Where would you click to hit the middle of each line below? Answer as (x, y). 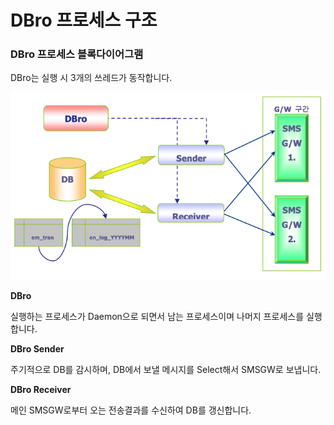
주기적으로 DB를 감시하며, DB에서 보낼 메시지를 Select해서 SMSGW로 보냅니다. (166, 370)
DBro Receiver (41, 390)
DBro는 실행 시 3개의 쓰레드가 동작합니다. (91, 78)
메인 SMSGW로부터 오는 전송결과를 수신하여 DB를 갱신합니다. (131, 410)
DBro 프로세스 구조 (84, 20)
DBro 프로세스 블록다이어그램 (77, 54)
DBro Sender (37, 349)
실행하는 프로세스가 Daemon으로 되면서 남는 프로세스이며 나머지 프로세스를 (157, 317)
